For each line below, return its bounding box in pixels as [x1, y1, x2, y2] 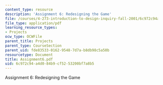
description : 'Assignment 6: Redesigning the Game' [5, 12, 112, 17]
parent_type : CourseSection [5, 43, 62, 48]
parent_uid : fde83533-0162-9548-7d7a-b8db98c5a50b [5, 48, 110, 52]
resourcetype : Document [5, 52, 53, 57]
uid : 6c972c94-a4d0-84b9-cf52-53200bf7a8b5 [5, 61, 95, 66]
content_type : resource [5, 7, 53, 12]
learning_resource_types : [5, 25, 57, 30]
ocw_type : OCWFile [5, 34, 42, 39]
